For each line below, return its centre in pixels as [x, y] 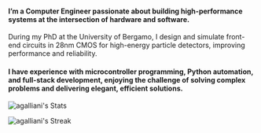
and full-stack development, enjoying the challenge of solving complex [127, 79]
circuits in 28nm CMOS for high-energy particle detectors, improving [134, 45]
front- [235, 37]
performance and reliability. [53, 54]
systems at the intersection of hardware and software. [99, 19]
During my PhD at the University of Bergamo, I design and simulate [116, 37]
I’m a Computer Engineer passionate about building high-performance [125, 11]
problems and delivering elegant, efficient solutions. [96, 88]
